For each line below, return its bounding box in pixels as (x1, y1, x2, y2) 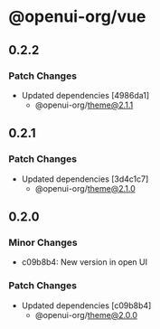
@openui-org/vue (8, 6, 146, 27)
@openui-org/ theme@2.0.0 (34, 309, 137, 320)
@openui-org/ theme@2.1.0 (34, 183, 136, 193)
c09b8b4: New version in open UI (21, 257, 148, 268)
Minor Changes (8, 236, 78, 249)
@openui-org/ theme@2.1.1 (34, 99, 134, 110)
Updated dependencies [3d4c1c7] (21, 174, 149, 184)
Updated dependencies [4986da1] (21, 89, 150, 100)
